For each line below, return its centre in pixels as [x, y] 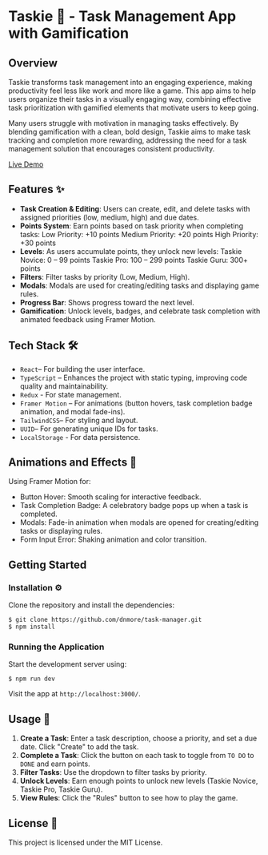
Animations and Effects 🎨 [73, 463]
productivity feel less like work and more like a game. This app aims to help [132, 91]
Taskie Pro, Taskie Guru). [61, 789]
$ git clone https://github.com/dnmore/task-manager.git [105, 620]
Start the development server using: [68, 664]
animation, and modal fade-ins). [72, 411]
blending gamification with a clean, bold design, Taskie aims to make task [130, 132]
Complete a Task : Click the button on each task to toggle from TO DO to [137, 756]
